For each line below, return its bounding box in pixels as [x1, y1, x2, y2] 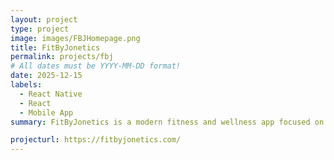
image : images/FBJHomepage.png [10, 33, 141, 43]
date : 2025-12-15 [10, 71, 83, 81]
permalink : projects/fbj [10, 52, 114, 62]
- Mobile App [19, 107, 74, 118]
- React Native [19, 89, 83, 99]
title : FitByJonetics [10, 42, 101, 53]
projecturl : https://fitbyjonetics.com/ [10, 135, 182, 145]
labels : [10, 80, 43, 90]
